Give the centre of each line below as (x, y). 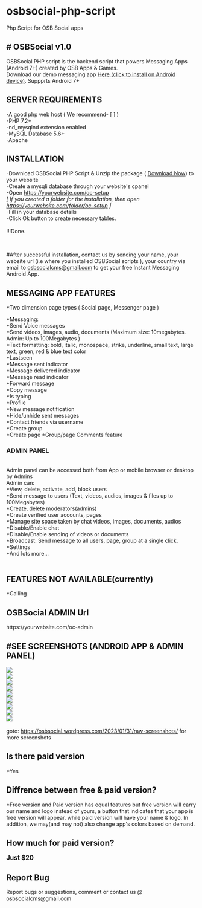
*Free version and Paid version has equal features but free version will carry (101, 805)
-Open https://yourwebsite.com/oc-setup (58, 193)
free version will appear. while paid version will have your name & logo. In (97, 817)
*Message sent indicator (37, 365)
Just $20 (20, 858)
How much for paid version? (60, 842)
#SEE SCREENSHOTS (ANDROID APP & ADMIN (95, 646)
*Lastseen (19, 358)
